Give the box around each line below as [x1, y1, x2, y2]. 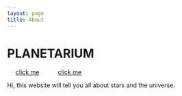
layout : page [7, 10, 44, 17]
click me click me [16, 68, 82, 76]
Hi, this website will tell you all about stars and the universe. [7, 81, 176, 89]
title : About [7, 16, 44, 23]
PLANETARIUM [7, 46, 94, 61]
